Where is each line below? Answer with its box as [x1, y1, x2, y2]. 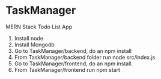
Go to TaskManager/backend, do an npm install [14, 47, 132, 54]
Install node [14, 34, 43, 42]
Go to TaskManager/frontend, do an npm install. [14, 60, 133, 67]
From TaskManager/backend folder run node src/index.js [14, 53, 156, 61]
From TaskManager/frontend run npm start [14, 66, 121, 73]
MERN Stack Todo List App [5, 23, 73, 30]
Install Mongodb [14, 41, 55, 48]
